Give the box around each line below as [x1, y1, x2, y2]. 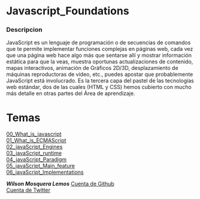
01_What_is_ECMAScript [6, 137, 66, 144]
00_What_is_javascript [6, 130, 62, 138]
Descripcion [6, 26, 43, 34]
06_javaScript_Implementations [6, 169, 84, 176]
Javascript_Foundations [6, 4, 130, 18]
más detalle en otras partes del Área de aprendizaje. [6, 90, 135, 97]
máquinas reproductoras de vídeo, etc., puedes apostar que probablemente [6, 71, 193, 78]
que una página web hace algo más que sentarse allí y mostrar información [6, 52, 192, 59]
